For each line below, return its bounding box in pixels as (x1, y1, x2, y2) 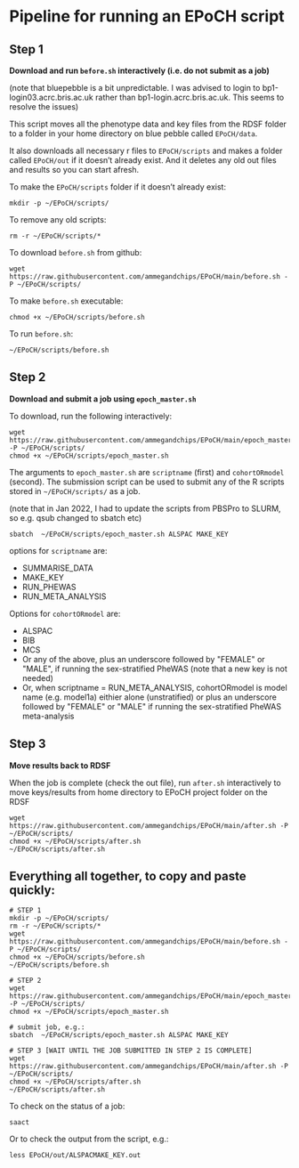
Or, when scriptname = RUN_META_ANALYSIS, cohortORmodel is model (21, 682, 287, 693)
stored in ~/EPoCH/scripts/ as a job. (9, 485, 141, 496)
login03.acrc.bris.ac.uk (9, 92, 93, 102)
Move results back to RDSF (9, 759, 111, 771)
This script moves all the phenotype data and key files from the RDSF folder (9, 118, 287, 129)
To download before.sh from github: (9, 247, 142, 257)
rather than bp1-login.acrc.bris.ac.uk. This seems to (94, 92, 285, 102)
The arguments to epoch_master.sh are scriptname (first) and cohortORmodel (9, 466, 285, 477)
